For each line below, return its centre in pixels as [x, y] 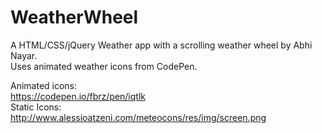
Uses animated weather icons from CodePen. [104, 66]
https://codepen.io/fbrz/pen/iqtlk [78, 96]
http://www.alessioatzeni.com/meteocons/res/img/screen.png [138, 117]
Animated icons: [44, 85]
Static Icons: [36, 107]
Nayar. [24, 55]
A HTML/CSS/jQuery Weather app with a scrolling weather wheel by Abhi [161, 45]
